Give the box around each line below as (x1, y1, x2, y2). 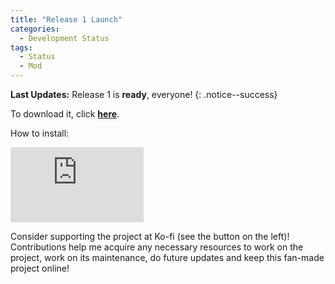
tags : (10, 42, 33, 53)
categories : (10, 24, 60, 34)
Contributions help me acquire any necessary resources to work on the (10, 241, 304, 253)
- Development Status (19, 33, 110, 43)
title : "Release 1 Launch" (10, 14, 123, 25)
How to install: (10, 127, 70, 139)
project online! (10, 262, 70, 274)
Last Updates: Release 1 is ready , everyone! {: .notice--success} (10, 89, 278, 100)
